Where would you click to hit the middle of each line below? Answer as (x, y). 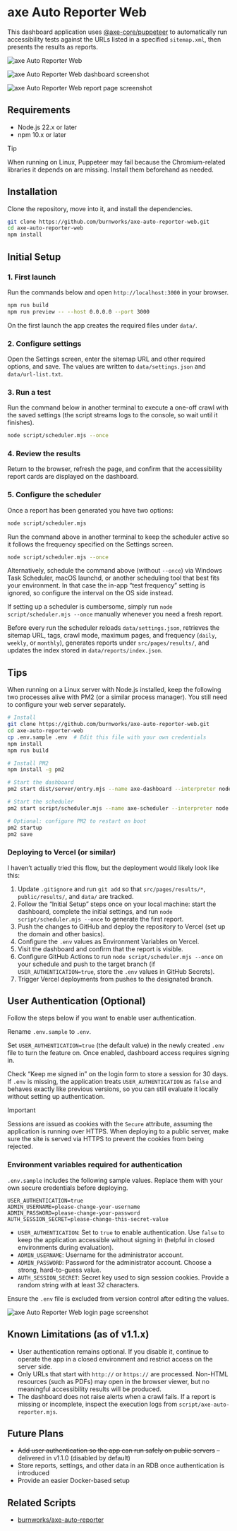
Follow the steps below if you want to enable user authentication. (102, 1018)
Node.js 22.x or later (47, 127)
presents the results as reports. (53, 47)
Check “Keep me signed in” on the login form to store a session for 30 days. (118, 1074)
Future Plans (36, 1433)
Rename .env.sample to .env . (49, 1032)
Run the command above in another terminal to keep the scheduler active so (118, 537)
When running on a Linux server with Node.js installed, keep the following (114, 690)
